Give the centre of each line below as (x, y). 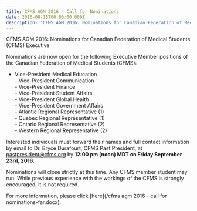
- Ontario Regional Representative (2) (60, 125)
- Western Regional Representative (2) (61, 130)
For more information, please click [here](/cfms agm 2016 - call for (86, 196)
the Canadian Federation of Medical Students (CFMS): (72, 63)
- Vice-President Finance (45, 87)
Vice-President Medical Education (56, 75)
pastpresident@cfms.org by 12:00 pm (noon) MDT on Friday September (94, 155)
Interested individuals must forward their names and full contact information (98, 142)
